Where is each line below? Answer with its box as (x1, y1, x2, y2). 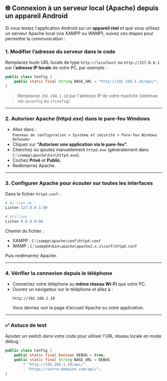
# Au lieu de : (5, 200, 37, 206)
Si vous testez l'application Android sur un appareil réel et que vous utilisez (5, 25, 160, 31)
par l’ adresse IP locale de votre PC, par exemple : (5, 65, 107, 71)
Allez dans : (12, 127, 36, 133)
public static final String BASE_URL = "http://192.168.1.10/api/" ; (14, 79, 159, 84)
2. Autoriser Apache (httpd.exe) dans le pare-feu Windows (5, 115, 150, 122)
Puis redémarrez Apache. (5, 252, 57, 258)
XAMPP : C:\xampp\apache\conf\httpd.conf (12, 237, 101, 243)
